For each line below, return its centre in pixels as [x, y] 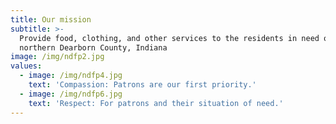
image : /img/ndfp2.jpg [57, 57]
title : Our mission [51, 19]
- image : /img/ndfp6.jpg [71, 94]
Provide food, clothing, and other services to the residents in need [169, 38]
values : [26, 66]
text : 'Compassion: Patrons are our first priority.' [142, 85]
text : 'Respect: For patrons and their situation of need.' [156, 103]
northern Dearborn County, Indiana [93, 47]
